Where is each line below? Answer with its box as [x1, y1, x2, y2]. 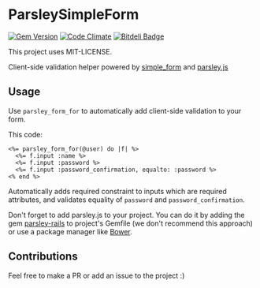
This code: [8, 129, 43, 139]
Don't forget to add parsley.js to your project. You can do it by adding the [8, 210, 245, 219]
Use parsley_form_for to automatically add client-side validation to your [8, 106, 242, 115]
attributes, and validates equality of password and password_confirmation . [8, 195, 246, 204]
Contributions [8, 250, 78, 264]
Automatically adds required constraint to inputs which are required [8, 186, 227, 196]
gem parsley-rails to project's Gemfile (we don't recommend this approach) [8, 219, 254, 228]
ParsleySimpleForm [8, 6, 139, 24]
